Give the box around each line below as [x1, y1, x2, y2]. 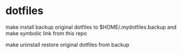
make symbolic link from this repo [5, 29, 87, 36]
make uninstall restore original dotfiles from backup [5, 41, 130, 48]
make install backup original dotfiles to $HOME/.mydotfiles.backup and [5, 23, 177, 31]
